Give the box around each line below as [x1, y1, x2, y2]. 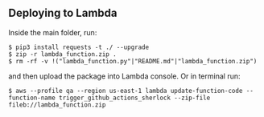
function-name [8, 94, 56, 102]
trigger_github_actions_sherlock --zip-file [59, 94, 211, 102]
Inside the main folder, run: [8, 27, 97, 37]
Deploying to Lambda [8, 6, 118, 20]
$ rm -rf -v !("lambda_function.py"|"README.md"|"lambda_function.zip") [8, 57, 258, 65]
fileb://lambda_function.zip [8, 100, 106, 109]
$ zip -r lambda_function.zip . [8, 50, 117, 58]
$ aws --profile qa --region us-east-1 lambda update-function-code [8, 87, 243, 95]
